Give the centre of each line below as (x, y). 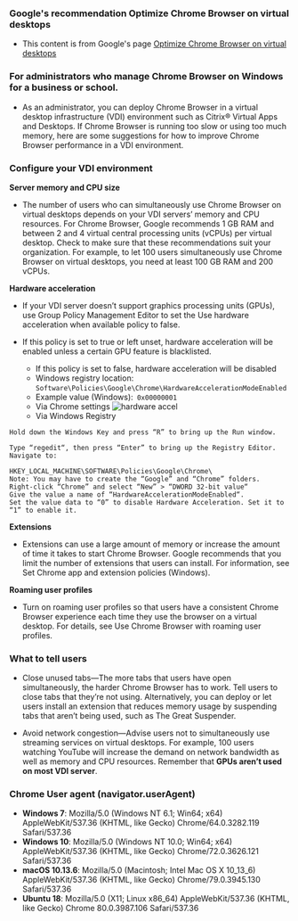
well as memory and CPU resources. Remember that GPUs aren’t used (152, 761)
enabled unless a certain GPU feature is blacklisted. (117, 351)
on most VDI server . (60, 771)
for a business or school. (64, 87)
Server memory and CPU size (64, 187)
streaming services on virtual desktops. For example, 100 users (138, 743)
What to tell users (48, 658)
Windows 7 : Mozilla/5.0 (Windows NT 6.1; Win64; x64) (122, 813)
